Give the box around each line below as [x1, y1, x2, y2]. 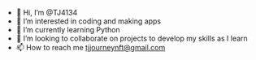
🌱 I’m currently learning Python [15, 25, 120, 34]
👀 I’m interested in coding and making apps [15, 16, 161, 26]
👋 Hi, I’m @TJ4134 [15, 8, 78, 17]
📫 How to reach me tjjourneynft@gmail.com [15, 43, 166, 52]
